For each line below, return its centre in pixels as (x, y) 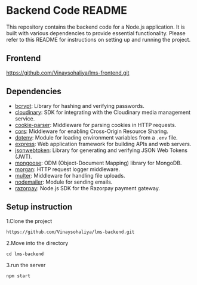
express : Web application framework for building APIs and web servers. (103, 144)
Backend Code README (67, 10)
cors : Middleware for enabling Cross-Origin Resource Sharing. (92, 131)
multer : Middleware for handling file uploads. (70, 175)
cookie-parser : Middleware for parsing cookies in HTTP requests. (96, 125)
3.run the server (26, 265)
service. (25, 118)
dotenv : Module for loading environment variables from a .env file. (96, 137)
